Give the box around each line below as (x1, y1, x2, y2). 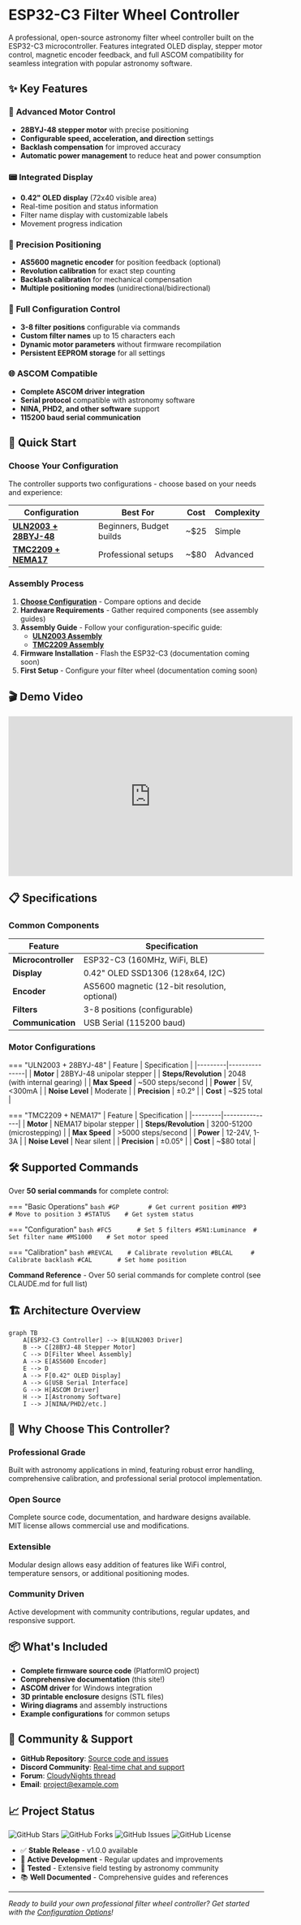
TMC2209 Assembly (32, 640, 105, 649)
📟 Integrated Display (8, 171, 93, 183)
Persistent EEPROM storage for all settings (19, 347, 166, 358)
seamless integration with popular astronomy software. (8, 58, 193, 68)
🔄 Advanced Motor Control (8, 106, 116, 118)
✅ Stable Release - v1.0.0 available (19, 1845, 138, 1855)
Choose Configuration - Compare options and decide (19, 596, 201, 606)
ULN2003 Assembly (32, 631, 103, 640)
